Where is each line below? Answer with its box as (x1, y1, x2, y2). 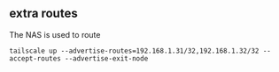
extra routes (9, 6, 78, 21)
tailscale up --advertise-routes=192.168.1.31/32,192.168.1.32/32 (9, 47, 260, 55)
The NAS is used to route (9, 29, 101, 40)
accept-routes (9, 54, 62, 63)
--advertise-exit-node (65, 54, 149, 63)
